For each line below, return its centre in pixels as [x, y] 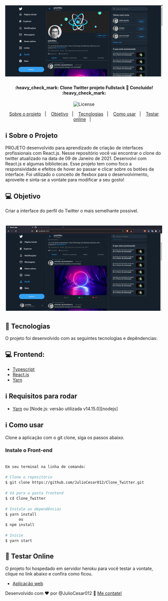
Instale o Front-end [29, 450]
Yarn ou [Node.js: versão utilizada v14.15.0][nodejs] [65, 409]
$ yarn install [21, 514]
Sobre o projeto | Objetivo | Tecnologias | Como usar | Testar [84, 114]
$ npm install [20, 525]
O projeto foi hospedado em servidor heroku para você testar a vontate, [79, 568]
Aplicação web [28, 583]
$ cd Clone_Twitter [25, 498]
